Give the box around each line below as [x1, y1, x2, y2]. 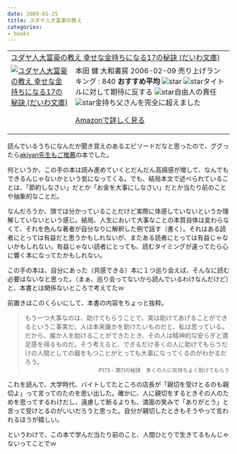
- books [7, 30, 30, 37]
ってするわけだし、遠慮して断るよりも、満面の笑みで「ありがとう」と [25, 398, 229, 406]
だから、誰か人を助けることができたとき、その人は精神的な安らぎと [24, 331, 222, 340]
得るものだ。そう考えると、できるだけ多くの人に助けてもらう [43, 340, 222, 349]
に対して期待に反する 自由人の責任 [82, 87, 217, 97]
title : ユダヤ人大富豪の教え [7, 17, 83, 24]
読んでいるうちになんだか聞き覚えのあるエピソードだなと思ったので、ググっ [7, 142, 229, 150]
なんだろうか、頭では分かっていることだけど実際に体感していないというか [7, 207, 223, 216]
